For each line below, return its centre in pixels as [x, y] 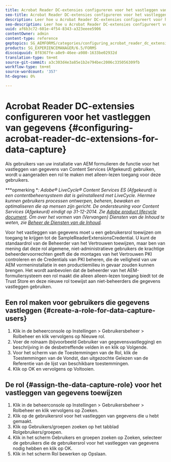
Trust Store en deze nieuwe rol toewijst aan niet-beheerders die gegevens [83, 281]
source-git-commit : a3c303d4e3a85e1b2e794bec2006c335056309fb [73, 62]
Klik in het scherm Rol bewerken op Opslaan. [60, 454]
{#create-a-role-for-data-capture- [99, 311]
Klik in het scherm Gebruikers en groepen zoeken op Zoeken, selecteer [87, 437]
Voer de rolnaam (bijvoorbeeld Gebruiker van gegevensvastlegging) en [87, 342]
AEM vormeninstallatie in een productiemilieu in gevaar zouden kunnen [80, 265]
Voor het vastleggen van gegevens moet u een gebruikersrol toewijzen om [83, 232]
